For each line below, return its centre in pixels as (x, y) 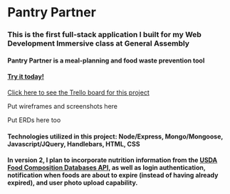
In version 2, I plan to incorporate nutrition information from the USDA (113, 160)
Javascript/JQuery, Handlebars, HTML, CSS (74, 144)
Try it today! (26, 77)
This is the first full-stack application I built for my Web (104, 35)
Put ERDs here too (34, 120)
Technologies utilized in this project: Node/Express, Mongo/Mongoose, (115, 136)
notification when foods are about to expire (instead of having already (113, 176)
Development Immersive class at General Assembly (99, 43)
